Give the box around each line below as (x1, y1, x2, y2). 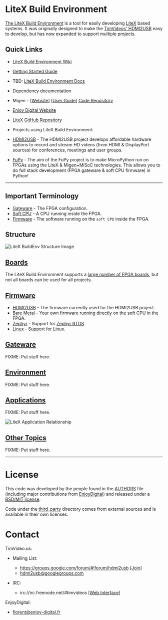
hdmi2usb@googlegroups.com (19, 570, 84, 576)
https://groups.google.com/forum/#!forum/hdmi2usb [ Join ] (19, 565, 142, 571)
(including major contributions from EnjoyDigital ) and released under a (5, 491, 150, 497)
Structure (5, 230, 36, 239)
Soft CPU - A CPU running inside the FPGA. (12, 211, 102, 217)
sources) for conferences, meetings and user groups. (12, 147, 123, 153)
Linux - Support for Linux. (12, 326, 66, 332)
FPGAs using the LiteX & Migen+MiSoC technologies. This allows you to (12, 162, 161, 168)
